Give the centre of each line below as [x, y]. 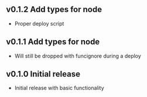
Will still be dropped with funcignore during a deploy [78, 56]
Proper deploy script [39, 23]
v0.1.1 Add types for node [53, 42]
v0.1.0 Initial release [43, 74]
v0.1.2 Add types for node [54, 10]
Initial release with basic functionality [59, 88]
